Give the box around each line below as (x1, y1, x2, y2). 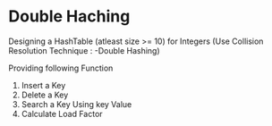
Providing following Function (8, 63, 114, 73)
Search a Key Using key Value (21, 98, 132, 109)
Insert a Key (21, 80, 66, 90)
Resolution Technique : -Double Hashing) (8, 45, 160, 55)
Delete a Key (21, 89, 69, 100)
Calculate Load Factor (21, 108, 104, 119)
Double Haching (8, 6, 131, 27)
